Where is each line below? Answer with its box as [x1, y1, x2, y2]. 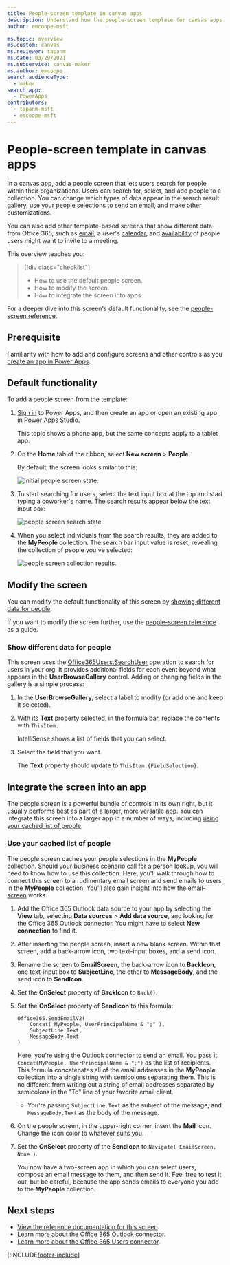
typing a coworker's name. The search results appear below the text [16, 497, 211, 506]
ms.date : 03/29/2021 [7, 54, 67, 62]
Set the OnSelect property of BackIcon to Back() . [16, 988, 158, 997]
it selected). [16, 701, 51, 709]
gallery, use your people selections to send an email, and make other [7, 201, 202, 209]
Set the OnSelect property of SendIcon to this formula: [16, 1001, 174, 1010]
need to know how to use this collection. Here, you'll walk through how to [7, 869, 215, 878]
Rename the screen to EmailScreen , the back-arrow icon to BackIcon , [16, 960, 216, 968]
